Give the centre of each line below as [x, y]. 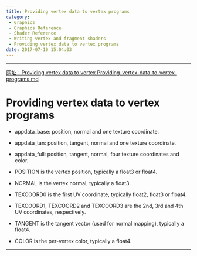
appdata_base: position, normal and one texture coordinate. [87, 131]
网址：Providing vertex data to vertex [51, 72]
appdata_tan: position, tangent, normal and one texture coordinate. [95, 143]
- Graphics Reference [35, 28]
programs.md [23, 79]
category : [18, 17]
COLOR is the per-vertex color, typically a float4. [73, 241]
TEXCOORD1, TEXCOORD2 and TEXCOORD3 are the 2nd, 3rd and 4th [99, 206]
